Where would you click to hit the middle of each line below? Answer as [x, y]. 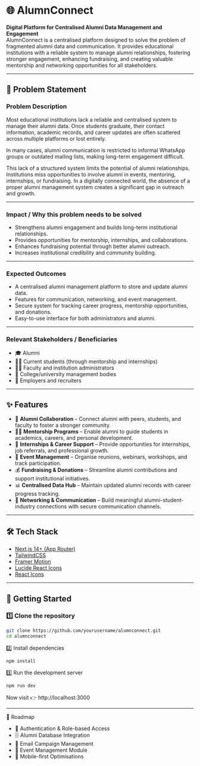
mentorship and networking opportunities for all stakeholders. [82, 65]
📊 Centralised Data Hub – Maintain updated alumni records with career [103, 485]
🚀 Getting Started [39, 599]
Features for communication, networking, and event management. [96, 299]
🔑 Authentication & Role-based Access [62, 728]
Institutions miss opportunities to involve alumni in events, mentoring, [91, 174]
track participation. [38, 463]
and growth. [21, 193]
